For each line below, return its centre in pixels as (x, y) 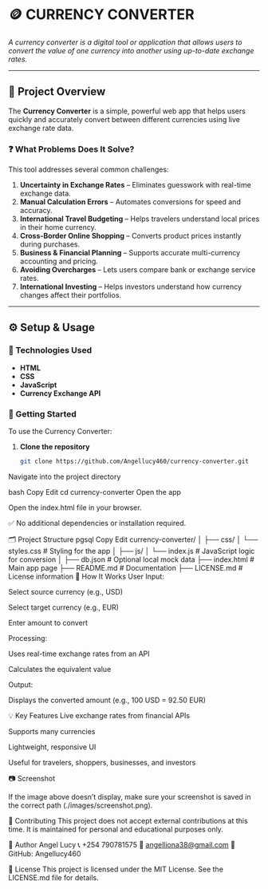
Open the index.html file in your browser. (75, 508)
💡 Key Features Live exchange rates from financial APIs (99, 715)
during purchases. (50, 244)
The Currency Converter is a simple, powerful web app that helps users (127, 111)
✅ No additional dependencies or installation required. (97, 523)
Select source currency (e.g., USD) (66, 591)
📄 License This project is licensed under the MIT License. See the (116, 869)
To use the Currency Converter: (60, 432)
